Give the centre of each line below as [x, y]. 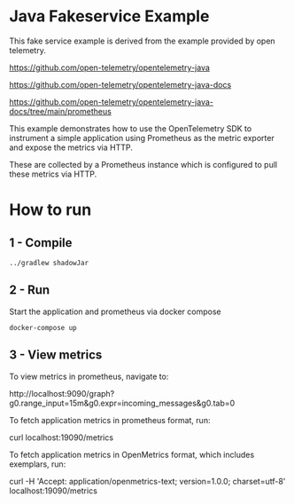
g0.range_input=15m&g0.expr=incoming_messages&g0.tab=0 [122, 403]
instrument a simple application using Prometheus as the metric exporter [142, 138]
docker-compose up [43, 327]
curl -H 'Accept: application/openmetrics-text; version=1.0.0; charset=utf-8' [147, 481]
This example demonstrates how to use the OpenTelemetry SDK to [131, 128]
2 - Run [30, 290]
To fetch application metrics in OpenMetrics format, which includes [132, 454]
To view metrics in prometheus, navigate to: [89, 376]
